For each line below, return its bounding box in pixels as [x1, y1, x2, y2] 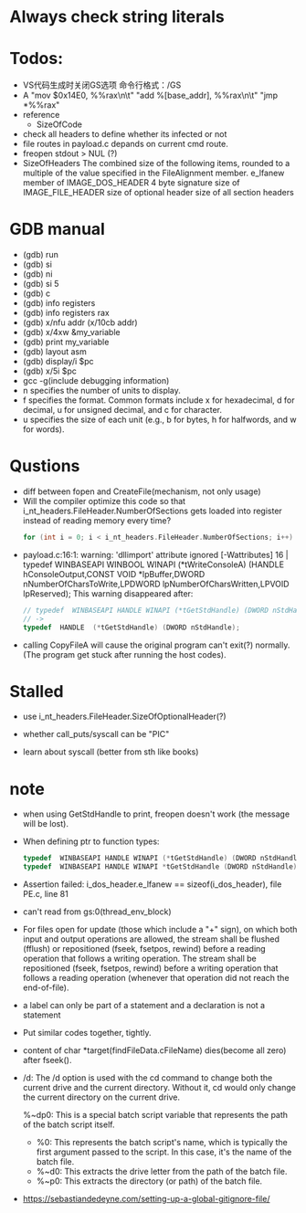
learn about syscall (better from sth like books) [22, 746, 199, 757]
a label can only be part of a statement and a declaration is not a [22, 1000, 266, 1011]
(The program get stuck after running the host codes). [22, 649, 227, 659]
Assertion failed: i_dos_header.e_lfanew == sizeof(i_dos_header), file [22, 879, 282, 890]
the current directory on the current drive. [22, 1092, 181, 1102]
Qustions [9, 456, 80, 477]
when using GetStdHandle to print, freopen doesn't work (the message [22, 808, 290, 819]
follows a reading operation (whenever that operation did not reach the [22, 973, 290, 984]
